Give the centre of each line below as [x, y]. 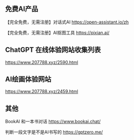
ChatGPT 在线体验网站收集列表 [53, 50]
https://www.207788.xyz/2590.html [42, 62]
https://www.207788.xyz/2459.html [42, 91]
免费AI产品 [22, 9]
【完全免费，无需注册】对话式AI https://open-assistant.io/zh [67, 22]
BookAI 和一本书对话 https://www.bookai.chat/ [53, 121]
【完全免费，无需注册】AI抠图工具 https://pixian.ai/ [57, 32]
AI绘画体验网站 [28, 79]
